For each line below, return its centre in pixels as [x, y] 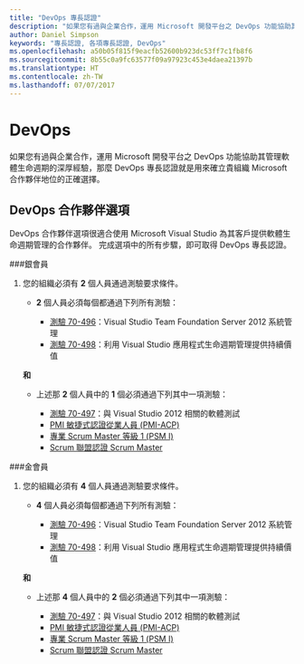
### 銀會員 [29, 265]
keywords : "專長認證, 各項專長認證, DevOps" [88, 43]
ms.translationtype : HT [54, 69]
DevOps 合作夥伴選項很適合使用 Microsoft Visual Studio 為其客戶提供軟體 [146, 234]
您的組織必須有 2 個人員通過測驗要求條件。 [103, 284]
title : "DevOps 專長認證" [56, 18]
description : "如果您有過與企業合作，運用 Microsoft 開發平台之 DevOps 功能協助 [150, 26]
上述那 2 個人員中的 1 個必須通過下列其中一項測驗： [132, 394]
